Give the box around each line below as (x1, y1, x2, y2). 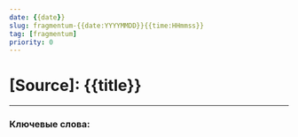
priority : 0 (9, 37, 53, 47)
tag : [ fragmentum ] (9, 29, 77, 38)
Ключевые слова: (9, 118, 90, 131)
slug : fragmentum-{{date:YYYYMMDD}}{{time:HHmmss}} (9, 21, 204, 30)
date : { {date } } (9, 12, 66, 22)
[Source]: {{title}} (9, 76, 142, 95)
